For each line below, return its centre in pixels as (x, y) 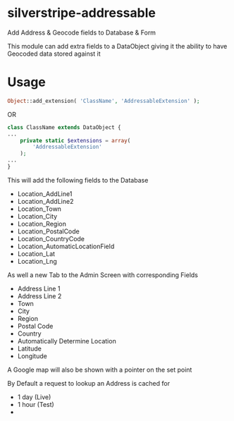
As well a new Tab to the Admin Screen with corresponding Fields (103, 275)
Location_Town (39, 209)
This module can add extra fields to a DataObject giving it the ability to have (117, 46)
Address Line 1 (39, 288)
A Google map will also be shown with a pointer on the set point (100, 370)
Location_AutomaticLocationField (66, 246)
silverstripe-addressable (82, 13)
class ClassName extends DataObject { (64, 127)
